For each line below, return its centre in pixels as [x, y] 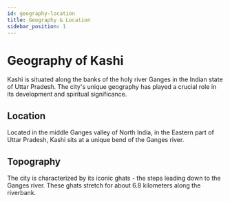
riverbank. [22, 192]
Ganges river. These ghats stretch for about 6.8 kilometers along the [104, 185]
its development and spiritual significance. [67, 94]
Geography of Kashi [65, 60]
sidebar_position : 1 [37, 26]
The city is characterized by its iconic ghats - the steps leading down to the [114, 178]
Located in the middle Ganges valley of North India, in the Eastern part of [111, 132]
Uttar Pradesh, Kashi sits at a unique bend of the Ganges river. [96, 140]
